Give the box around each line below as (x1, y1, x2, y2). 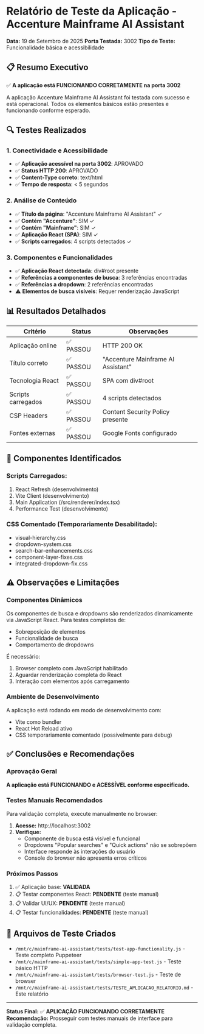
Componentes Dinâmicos (6, 596, 83, 604)
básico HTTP (15, 964, 48, 971)
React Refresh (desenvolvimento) (15, 486, 99, 493)
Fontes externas (9, 428, 56, 437)
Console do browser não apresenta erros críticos (24, 854, 147, 862)
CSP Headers (9, 411, 48, 420)
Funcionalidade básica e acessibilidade (6, 44, 104, 51)
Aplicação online (9, 341, 57, 350)
